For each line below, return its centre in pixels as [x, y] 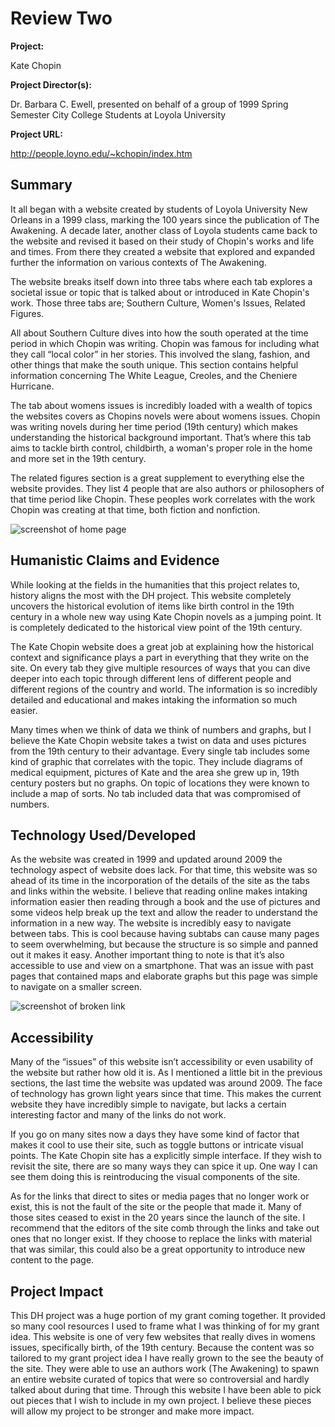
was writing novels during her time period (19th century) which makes [154, 426]
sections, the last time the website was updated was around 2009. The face [166, 1083]
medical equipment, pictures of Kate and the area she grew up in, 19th [155, 772]
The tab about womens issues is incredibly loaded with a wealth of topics [161, 405]
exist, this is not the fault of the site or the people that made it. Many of [156, 1207]
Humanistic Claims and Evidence [115, 560]
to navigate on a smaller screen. [76, 987]
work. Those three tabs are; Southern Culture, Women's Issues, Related [158, 303]
